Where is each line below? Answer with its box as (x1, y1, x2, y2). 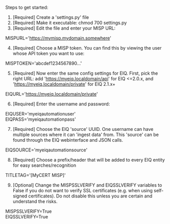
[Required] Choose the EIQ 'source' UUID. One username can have (12, 126, 154, 132)
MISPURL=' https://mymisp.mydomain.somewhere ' (5, 35, 111, 41)
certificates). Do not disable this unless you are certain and (28, 193, 153, 199)
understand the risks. (12, 198, 58, 204)
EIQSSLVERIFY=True (5, 214, 48, 219)
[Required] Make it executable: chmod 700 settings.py (12, 20, 127, 26)
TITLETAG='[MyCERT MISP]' (5, 172, 66, 178)
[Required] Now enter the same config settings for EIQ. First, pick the (12, 70, 158, 76)
